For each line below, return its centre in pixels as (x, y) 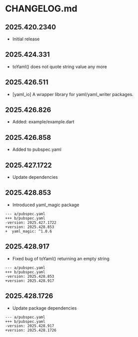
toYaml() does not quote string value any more (60, 66)
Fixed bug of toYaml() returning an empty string (61, 258)
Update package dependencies (44, 308)
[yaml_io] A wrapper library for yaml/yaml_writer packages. (73, 94)
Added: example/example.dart (43, 122)
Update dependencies (35, 177)
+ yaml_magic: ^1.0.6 (29, 231)
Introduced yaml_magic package (46, 205)
